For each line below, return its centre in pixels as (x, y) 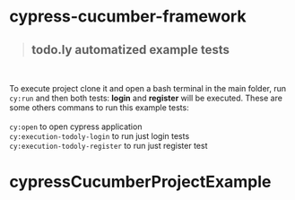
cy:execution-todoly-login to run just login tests (100, 136)
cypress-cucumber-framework (128, 17)
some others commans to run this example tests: (100, 108)
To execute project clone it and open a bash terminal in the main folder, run (148, 88)
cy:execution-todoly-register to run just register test (108, 146)
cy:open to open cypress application (76, 126)
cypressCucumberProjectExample (140, 182)
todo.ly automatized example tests (130, 50)
